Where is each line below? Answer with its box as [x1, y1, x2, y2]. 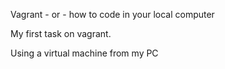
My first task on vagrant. [10, 28, 112, 39]
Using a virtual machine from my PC [10, 47, 159, 59]
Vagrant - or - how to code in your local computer [10, 9, 215, 20]
